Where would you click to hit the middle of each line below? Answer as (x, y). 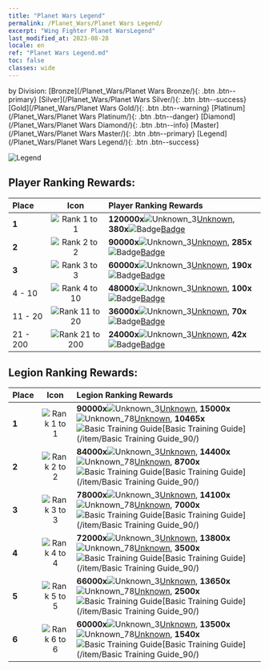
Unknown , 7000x (167, 505)
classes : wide (32, 68)
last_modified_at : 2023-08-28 (59, 38)
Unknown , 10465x (170, 419)
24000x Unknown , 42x (177, 334)
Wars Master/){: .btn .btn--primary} (137, 133)
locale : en (26, 46)
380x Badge (147, 229)
